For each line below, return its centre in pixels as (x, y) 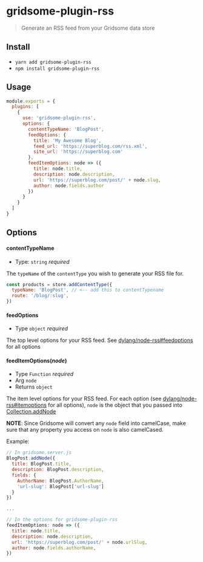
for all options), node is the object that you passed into (115, 405)
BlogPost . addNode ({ (31, 458)
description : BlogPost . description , (58, 470)
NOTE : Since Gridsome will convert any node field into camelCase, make (96, 423)
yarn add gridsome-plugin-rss (53, 62)
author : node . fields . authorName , (54, 548)
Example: (18, 441)
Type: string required (42, 261)
